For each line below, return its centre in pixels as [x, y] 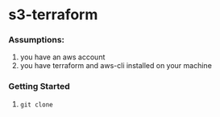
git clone [37, 105]
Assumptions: [37, 40]
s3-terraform [53, 15]
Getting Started [39, 87]
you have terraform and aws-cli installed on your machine [116, 66]
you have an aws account [62, 57]
